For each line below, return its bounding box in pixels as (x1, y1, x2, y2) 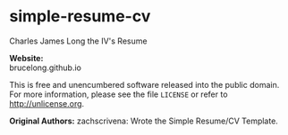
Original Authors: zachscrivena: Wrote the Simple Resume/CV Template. (9, 115, 279, 126)
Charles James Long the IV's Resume (9, 36, 148, 46)
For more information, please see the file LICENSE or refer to (9, 89, 228, 99)
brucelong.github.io (9, 62, 82, 73)
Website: (9, 52, 44, 63)
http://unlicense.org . (9, 98, 85, 108)
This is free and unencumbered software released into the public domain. (9, 79, 280, 90)
